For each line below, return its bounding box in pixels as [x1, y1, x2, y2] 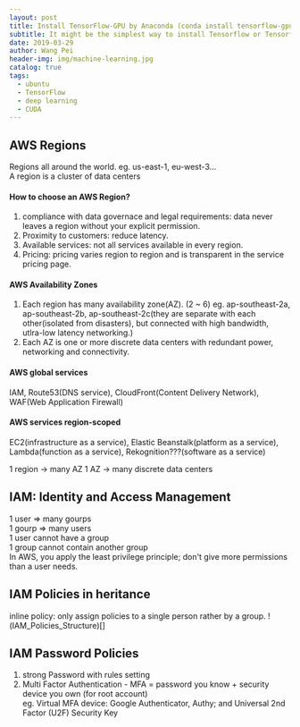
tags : [9, 72, 29, 80]
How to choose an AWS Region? [9, 191, 131, 202]
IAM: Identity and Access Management [9, 489, 231, 505]
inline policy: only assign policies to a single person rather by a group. [9, 610, 266, 621]
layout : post [9, 13, 58, 22]
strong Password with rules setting [21, 670, 150, 681]
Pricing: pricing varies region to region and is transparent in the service [21, 249, 284, 260]
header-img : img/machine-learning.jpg [9, 55, 154, 63]
